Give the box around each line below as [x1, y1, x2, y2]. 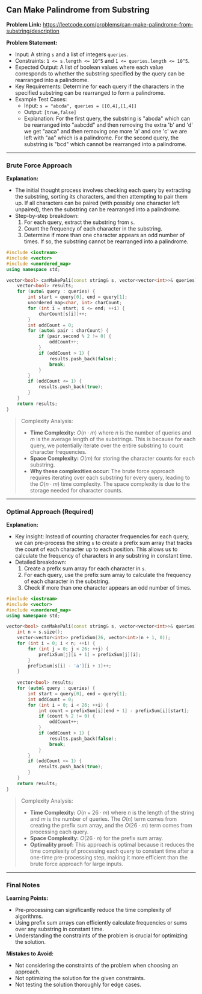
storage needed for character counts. [29, 486, 123, 494]
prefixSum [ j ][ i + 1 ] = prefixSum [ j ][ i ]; [38, 651, 141, 657]
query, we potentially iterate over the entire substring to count [29, 442, 183, 449]
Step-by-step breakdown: [14, 212, 79, 220]
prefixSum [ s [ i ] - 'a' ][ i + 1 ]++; [28, 663, 112, 669]
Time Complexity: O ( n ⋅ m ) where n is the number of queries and [29, 429, 192, 436]
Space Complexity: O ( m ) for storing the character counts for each [29, 454, 195, 462]
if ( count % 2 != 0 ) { [38, 713, 96, 719]
